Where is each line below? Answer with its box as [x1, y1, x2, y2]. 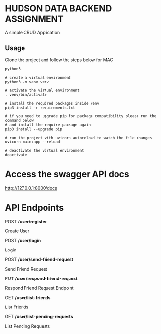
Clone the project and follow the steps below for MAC [5, 57, 114, 63]
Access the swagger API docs [5, 168, 130, 180]
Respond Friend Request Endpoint [5, 285, 74, 291]
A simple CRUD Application [5, 29, 60, 35]
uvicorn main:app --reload [5, 139, 60, 144]
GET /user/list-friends [5, 294, 51, 300]
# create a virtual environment [5, 75, 71, 80]
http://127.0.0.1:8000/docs [5, 185, 57, 191]
